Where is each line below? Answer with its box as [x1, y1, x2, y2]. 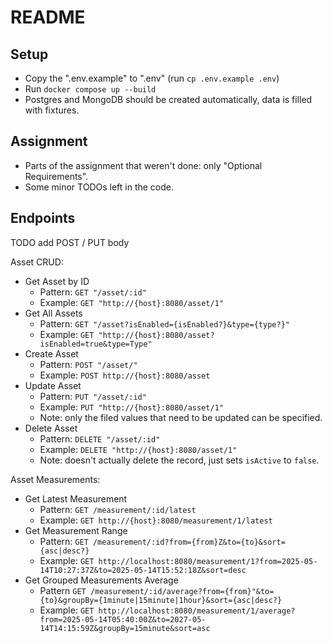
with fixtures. [24, 104, 80, 116]
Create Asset [24, 347, 79, 360]
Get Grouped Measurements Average [24, 574, 179, 586]
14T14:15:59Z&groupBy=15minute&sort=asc [39, 623, 211, 633]
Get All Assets [24, 307, 83, 319]
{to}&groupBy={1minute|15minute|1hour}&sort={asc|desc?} [39, 595, 283, 605]
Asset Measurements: [10, 473, 101, 485]
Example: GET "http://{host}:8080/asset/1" [39, 296, 224, 308]
